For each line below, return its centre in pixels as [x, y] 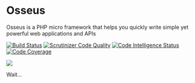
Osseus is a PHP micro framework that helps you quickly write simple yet [97, 27]
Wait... [14, 74]
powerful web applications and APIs [51, 33]
